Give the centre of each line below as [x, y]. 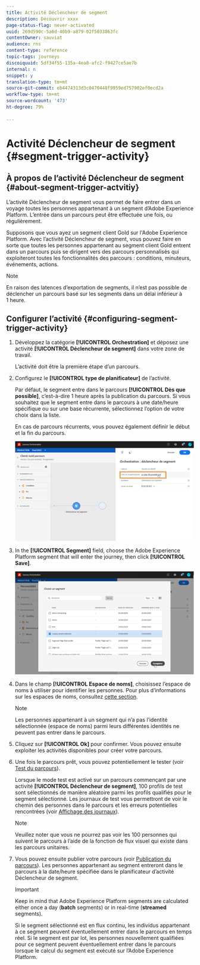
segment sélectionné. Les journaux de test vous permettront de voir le [101, 798]
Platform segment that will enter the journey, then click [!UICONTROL [100, 557]
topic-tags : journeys [33, 57]
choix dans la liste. [37, 415]
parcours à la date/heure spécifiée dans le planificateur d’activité [94, 871]
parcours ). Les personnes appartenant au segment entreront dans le [99, 865]
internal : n [21, 69]
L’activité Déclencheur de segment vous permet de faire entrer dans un [93, 202]
